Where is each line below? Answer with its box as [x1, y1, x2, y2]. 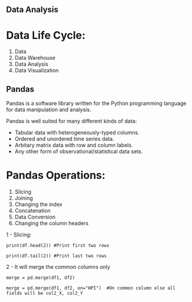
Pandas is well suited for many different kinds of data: [6, 118, 137, 125]
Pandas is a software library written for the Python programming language [6, 100, 187, 107]
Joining [14, 195, 34, 202]
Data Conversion [14, 213, 56, 221]
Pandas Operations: [6, 169, 106, 182]
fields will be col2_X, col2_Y [6, 290, 83, 297]
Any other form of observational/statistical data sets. [14, 148, 143, 155]
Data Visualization [14, 67, 59, 74]
